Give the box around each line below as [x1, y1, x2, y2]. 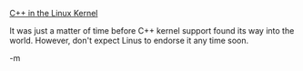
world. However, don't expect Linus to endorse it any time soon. [9, 35, 249, 46]
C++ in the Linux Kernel [9, 8, 98, 18]
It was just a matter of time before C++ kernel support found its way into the [9, 25, 295, 35]
